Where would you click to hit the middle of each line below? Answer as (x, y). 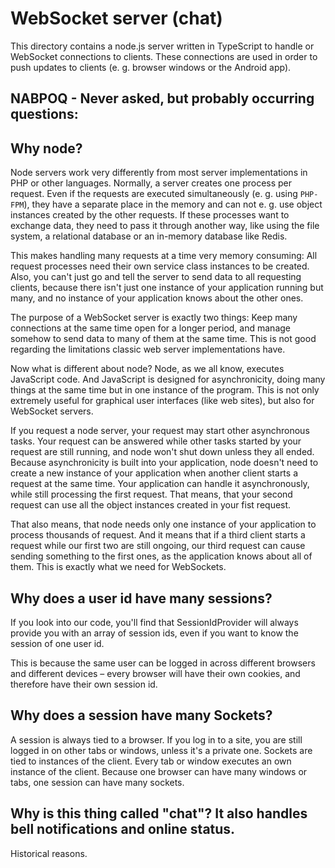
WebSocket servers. (52, 411)
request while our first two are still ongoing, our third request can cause (158, 546)
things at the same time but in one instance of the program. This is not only (165, 390)
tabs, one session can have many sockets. (97, 782)
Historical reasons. (49, 853)
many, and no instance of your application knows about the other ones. (157, 298)
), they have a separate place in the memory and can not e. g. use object (173, 204)
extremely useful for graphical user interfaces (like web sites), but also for (162, 401)
